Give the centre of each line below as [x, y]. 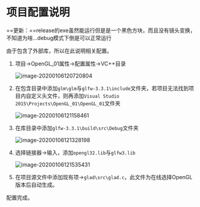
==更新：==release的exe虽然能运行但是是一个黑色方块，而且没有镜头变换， [101, 30]
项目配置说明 [38, 12]
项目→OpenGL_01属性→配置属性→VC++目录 [70, 64]
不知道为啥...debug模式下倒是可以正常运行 [59, 38]
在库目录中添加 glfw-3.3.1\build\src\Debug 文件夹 [77, 128]
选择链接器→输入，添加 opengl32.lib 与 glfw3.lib [75, 153]
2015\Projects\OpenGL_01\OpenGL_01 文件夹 [68, 103]
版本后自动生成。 [36, 185]
